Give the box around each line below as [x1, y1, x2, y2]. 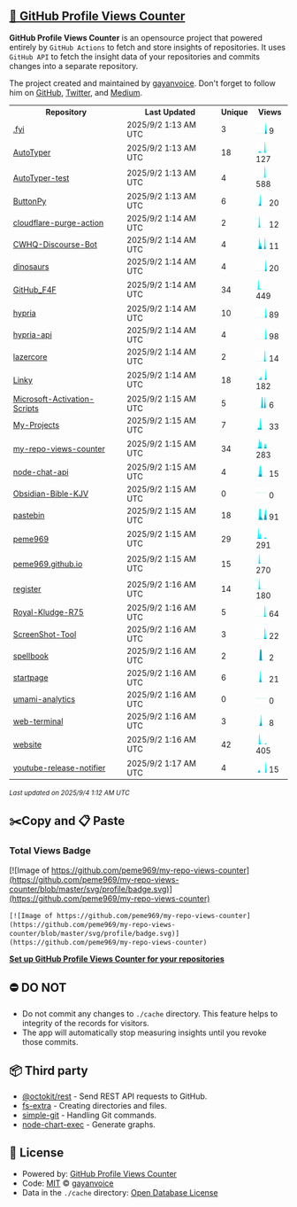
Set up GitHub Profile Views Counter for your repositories [9, 954, 225, 964]
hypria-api [12, 330, 53, 340]
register [12, 584, 42, 595]
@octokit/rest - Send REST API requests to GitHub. [21, 1091, 208, 1102]
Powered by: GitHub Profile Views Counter [21, 1169, 177, 1180]
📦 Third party [9, 1063, 88, 1078]
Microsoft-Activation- [12, 393, 95, 404]
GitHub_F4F [12, 284, 57, 295]
